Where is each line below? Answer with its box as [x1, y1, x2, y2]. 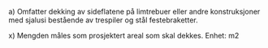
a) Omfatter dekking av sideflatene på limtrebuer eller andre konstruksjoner [8, 7, 261, 16]
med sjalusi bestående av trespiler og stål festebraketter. [8, 15, 198, 25]
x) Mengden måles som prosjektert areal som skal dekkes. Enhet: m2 [8, 31, 240, 40]
